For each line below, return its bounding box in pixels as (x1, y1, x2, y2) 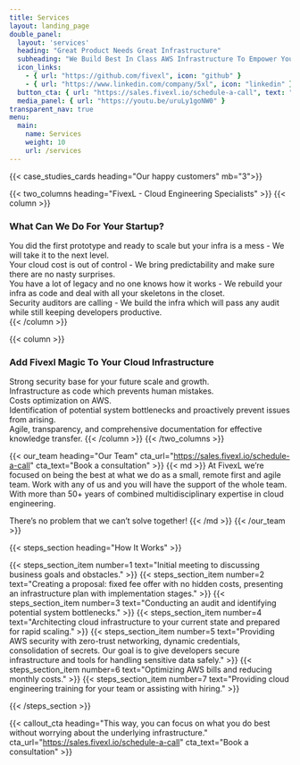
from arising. (9, 414, 56, 425)
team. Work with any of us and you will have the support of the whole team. (9, 480, 287, 490)
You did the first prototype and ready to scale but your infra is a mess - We (9, 240, 285, 251)
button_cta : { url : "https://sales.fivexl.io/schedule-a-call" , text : (17, 88, 286, 97)
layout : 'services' (17, 38, 90, 47)
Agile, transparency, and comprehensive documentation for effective (9, 424, 262, 435)
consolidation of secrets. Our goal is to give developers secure (9, 645, 240, 656)
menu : (9, 113, 29, 122)
